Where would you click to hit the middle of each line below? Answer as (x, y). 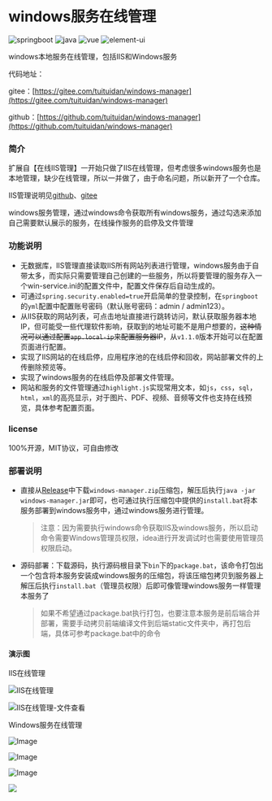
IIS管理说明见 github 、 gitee (53, 195)
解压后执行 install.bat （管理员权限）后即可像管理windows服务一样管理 (140, 586)
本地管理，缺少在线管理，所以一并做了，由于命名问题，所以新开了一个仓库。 (136, 178)
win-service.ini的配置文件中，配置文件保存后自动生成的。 (123, 285)
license (23, 429)
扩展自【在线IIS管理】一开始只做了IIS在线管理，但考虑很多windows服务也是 (135, 168)
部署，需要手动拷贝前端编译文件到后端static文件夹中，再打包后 (146, 624)
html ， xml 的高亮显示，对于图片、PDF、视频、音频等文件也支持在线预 (136, 397)
